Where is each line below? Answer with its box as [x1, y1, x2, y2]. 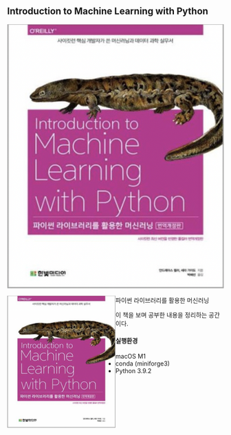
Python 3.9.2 [115, 367, 152, 375]
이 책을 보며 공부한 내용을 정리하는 [115, 311, 208, 319]
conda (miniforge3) [115, 359, 170, 368]
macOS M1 [115, 352, 146, 361]
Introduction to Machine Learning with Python [7, 6, 208, 17]
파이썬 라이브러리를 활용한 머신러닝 [115, 296, 210, 305]
